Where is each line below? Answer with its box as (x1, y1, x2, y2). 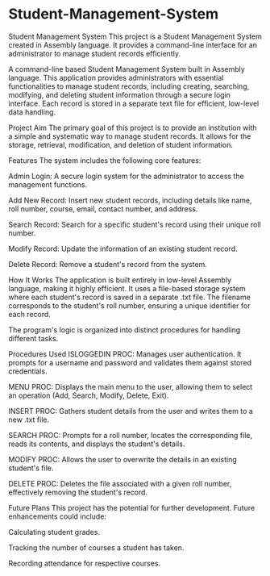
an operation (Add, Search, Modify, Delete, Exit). (8, 390, 169, 400)
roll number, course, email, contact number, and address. (8, 203, 198, 214)
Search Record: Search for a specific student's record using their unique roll (8, 219, 261, 229)
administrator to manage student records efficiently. (8, 48, 181, 58)
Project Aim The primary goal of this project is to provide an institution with (8, 123, 257, 132)
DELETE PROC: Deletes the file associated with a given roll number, (8, 478, 232, 488)
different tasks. (8, 333, 59, 343)
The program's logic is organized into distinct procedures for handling (8, 324, 241, 335)
